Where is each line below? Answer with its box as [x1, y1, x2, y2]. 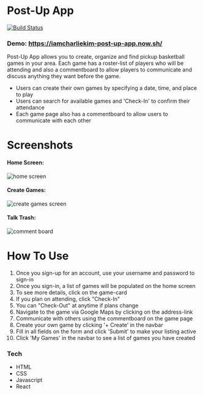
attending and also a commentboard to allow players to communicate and [7, 66, 192, 73]
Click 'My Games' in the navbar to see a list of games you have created [15, 334, 196, 341]
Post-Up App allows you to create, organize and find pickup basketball [7, 53, 185, 61]
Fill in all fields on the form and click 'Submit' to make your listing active [15, 328, 196, 335]
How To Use [7, 249, 69, 263]
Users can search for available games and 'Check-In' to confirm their [15, 97, 190, 105]
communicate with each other [15, 117, 91, 124]
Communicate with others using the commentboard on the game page [15, 314, 193, 322]
